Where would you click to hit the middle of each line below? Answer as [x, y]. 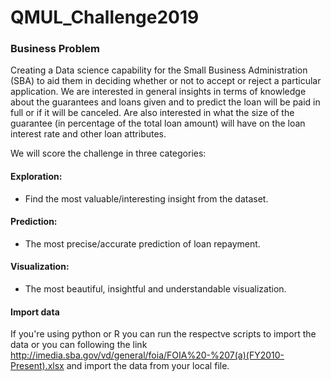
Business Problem [55, 49]
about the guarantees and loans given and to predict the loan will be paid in [165, 102]
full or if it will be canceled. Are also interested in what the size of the [152, 113]
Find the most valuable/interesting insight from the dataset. [146, 198]
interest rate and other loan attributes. [88, 134]
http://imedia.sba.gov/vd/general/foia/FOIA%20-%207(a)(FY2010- [147, 355]
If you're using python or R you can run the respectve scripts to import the [163, 334]
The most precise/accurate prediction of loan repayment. [142, 243]
